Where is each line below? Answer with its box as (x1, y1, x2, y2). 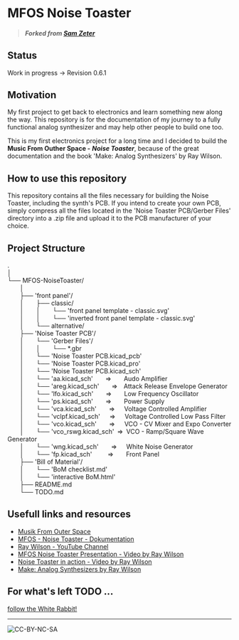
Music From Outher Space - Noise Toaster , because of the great (7, 144, 199, 153)
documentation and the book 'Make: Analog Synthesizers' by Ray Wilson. (7, 151, 223, 161)
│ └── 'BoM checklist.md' (20, 465, 108, 474)
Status (7, 50, 38, 62)
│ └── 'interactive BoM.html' (20, 473, 116, 481)
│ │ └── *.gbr (20, 344, 82, 353)
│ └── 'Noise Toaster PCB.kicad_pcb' (20, 352, 142, 361)
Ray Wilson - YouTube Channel (17, 542, 109, 550)
